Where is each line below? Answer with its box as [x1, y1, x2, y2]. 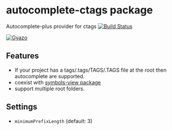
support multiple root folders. [14, 85, 85, 92]
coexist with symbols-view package [14, 79, 101, 86]
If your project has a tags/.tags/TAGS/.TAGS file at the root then [14, 66, 167, 73]
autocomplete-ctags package [6, 3, 153, 17]
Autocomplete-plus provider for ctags [6, 23, 97, 30]
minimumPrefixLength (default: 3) [14, 117, 93, 124]
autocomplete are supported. [14, 72, 85, 79]
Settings [6, 102, 38, 112]
